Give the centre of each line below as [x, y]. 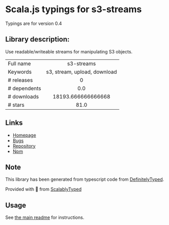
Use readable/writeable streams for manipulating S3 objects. [69, 51]
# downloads [23, 97]
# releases [20, 80]
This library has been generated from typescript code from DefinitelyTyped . [85, 179]
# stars [16, 105]
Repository [24, 146]
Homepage [24, 135]
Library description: [37, 39]
